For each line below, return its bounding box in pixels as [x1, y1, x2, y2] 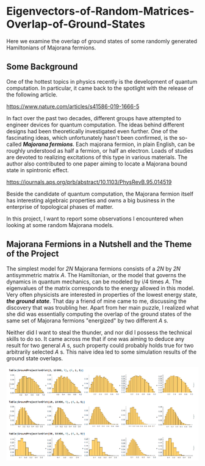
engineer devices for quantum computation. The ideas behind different [6, 121, 185, 128]
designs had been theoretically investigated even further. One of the [6, 127, 178, 135]
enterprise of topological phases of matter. [6, 203, 114, 210]
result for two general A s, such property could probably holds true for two [6, 341, 194, 349]
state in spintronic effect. [6, 166, 69, 173]
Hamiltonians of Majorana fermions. [6, 44, 96, 51]
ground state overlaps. [6, 354, 63, 362]
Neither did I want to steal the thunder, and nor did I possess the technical [6, 329, 192, 336]
